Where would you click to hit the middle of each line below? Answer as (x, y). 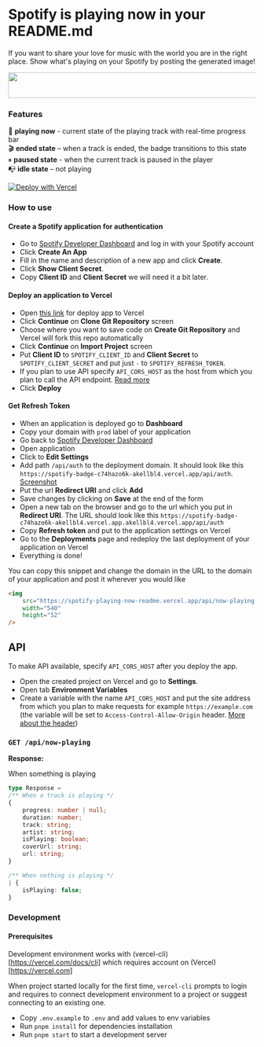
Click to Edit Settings (54, 457)
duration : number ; (52, 817)
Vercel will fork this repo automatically (81, 338)
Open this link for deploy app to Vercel (82, 313)
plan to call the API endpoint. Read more (85, 380)
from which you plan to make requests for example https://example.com (136, 706)
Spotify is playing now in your (107, 15)
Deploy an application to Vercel (60, 295)
